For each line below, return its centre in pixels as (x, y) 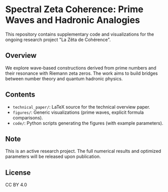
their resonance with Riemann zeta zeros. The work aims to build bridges (82, 73)
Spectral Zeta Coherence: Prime (74, 9)
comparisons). (28, 117)
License (18, 172)
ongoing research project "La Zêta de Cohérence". (58, 40)
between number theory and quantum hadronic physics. (64, 78)
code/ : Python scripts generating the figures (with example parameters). (88, 123)
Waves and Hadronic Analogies (73, 20)
